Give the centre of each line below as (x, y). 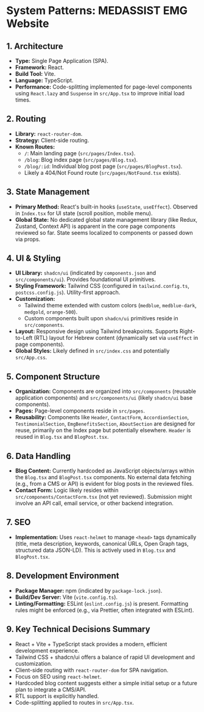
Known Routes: (35, 147)
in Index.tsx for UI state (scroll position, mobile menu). (84, 213)
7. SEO (19, 522)
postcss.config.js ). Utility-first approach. (68, 292)
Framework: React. (39, 67)
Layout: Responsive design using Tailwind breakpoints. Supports (97, 331)
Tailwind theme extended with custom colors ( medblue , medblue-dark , (110, 306)
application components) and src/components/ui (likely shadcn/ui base (104, 398)
